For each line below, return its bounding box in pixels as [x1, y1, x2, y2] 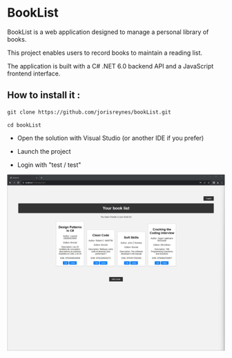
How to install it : [7, 89, 81, 101]
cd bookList [7, 121, 41, 129]
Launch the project [17, 147, 71, 155]
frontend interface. [7, 69, 61, 78]
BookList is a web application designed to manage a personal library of [7, 28, 209, 36]
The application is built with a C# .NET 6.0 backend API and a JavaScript [7, 62, 214, 70]
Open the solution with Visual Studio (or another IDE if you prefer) [17, 134, 204, 142]
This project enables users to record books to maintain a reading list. [7, 48, 202, 57]
